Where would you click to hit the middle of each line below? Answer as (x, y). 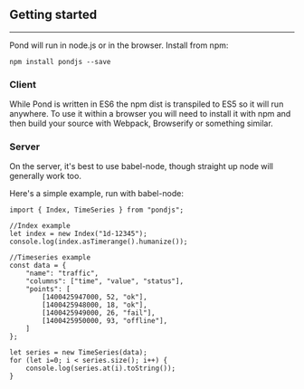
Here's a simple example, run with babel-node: (96, 194)
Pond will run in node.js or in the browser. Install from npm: (119, 45)
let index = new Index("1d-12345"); (78, 234)
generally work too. (45, 176)
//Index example (40, 226)
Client (23, 84)
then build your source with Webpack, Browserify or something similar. (141, 123)
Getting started (53, 15)
